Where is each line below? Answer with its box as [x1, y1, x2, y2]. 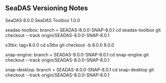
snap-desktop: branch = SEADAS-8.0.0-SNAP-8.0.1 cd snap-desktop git [5, 66, 154, 72]
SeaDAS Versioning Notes [5, 4, 88, 12]
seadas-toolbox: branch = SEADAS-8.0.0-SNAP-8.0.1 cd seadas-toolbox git [5, 27, 161, 33]
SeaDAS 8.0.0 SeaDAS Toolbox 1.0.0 [5, 17, 80, 23]
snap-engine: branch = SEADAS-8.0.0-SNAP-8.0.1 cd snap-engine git [5, 51, 149, 57]
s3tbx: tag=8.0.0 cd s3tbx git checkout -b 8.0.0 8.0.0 [5, 42, 114, 48]
